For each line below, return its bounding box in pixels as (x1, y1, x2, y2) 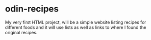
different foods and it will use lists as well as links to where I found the (5, 24, 147, 30)
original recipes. (5, 29, 38, 35)
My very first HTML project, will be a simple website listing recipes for (5, 19, 146, 25)
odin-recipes (5, 3, 59, 14)
